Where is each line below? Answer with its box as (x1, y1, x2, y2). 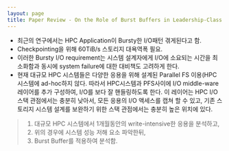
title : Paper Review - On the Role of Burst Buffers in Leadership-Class (7, 16, 223, 23)
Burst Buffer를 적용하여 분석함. (34, 137, 118, 145)
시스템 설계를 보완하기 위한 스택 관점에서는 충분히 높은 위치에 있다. (35, 104, 213, 113)
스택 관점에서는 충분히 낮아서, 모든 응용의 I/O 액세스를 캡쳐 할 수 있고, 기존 (16, 96, 216, 104)
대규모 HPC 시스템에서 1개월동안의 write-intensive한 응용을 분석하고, (34, 119, 220, 128)
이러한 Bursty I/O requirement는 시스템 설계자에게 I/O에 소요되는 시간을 (16, 53, 211, 62)
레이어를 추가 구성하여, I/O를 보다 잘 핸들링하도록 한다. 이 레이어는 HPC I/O (16, 87, 218, 96)
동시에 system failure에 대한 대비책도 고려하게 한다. (40, 62, 180, 70)
